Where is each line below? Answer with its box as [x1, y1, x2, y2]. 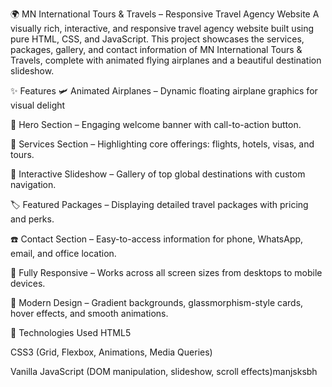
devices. [10, 278, 46, 289]
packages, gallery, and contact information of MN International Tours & [10, 44, 303, 55]
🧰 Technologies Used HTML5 [10, 327, 132, 338]
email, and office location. [10, 248, 117, 259]
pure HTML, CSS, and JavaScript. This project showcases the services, [10, 33, 305, 45]
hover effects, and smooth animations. [10, 308, 169, 319]
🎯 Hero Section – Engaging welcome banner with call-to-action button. [10, 119, 302, 130]
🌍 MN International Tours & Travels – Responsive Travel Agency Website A [10, 8, 320, 20]
